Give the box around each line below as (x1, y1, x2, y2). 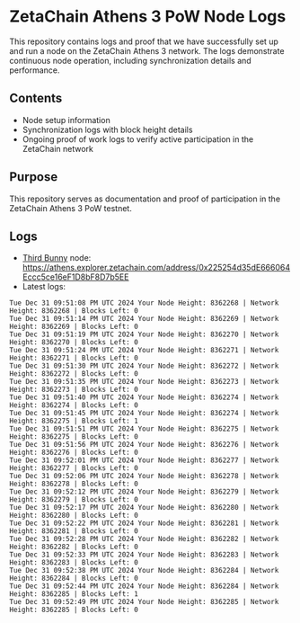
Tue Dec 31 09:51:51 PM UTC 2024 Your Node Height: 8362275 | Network (9, 424, 279, 433)
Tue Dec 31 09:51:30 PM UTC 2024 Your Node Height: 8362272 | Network (9, 361, 279, 370)
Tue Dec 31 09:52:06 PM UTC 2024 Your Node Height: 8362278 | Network (9, 472, 279, 481)
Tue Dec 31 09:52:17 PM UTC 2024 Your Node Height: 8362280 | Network (9, 503, 279, 512)
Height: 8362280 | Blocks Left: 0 (9, 511, 139, 521)
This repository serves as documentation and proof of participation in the (9, 193, 281, 204)
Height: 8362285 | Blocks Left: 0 (9, 605, 139, 615)
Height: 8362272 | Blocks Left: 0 (9, 369, 139, 378)
